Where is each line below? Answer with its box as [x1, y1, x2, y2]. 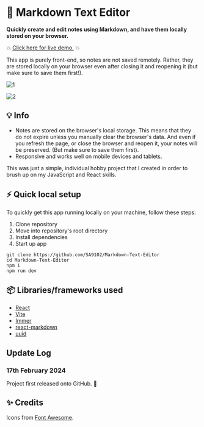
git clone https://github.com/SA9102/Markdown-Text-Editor [6, 251, 160, 258]
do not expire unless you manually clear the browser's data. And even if [15, 133, 196, 140]
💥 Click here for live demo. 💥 [6, 44, 80, 51]
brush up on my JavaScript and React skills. [6, 171, 117, 178]
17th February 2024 [6, 366, 66, 375]
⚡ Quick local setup [6, 189, 81, 200]
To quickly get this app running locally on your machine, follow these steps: [6, 209, 197, 216]
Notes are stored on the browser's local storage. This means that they [15, 126, 191, 134]
